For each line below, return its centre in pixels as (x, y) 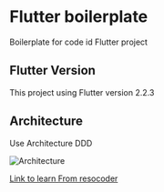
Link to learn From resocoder (64, 178)
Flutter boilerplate (79, 17)
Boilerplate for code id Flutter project (79, 42)
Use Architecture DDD (51, 143)
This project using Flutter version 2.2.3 (82, 92)
